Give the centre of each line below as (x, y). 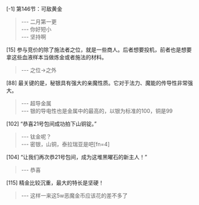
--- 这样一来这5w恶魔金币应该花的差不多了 (74, 196)
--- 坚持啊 (34, 37)
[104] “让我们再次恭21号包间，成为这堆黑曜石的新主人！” (77, 157)
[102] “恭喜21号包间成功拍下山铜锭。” (51, 124)
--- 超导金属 (36, 103)
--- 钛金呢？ (36, 137)
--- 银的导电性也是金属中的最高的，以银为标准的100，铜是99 (97, 111)
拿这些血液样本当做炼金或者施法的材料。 (57, 57)
